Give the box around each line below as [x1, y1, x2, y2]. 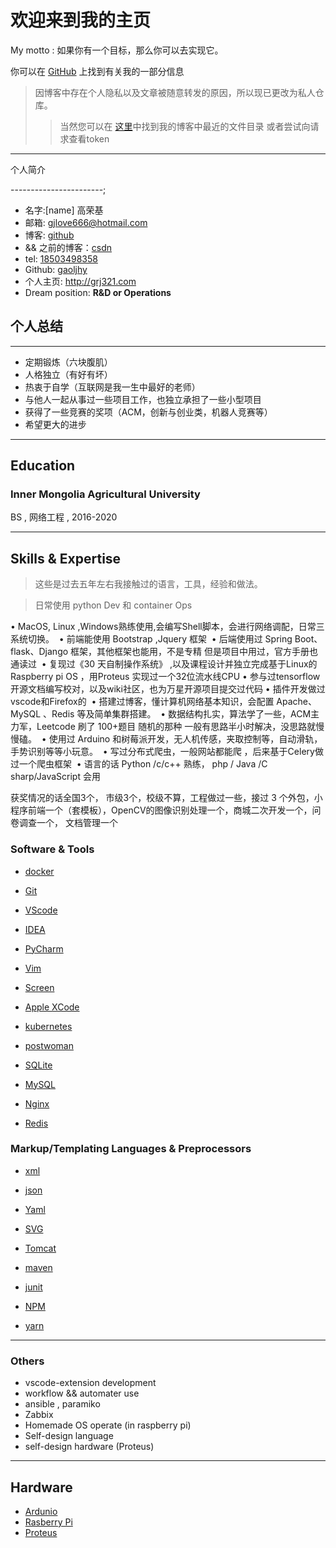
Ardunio [24, 1505, 58, 1517]
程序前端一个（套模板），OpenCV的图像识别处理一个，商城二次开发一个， [10, 804, 313, 816]
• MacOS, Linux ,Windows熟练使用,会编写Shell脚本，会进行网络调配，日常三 [10, 621, 325, 633]
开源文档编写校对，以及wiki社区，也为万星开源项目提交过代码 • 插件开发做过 [10, 683, 326, 695]
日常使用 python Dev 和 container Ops [34, 599, 193, 611]
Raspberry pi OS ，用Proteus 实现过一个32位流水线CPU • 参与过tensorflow [10, 671, 321, 683]
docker [24, 865, 55, 877]
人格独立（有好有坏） [24, 368, 113, 380]
